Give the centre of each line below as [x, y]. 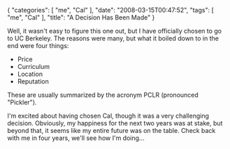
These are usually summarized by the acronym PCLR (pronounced [103, 95]
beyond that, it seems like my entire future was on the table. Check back [112, 131]
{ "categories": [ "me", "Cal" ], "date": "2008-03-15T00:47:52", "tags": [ [111, 10]
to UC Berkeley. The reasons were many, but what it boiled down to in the [113, 38]
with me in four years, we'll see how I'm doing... [76, 138]
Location [30, 74]
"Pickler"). [22, 102]
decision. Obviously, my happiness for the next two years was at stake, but [115, 123]
